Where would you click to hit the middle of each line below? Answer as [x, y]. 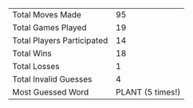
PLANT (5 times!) [148, 92]
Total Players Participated [60, 40]
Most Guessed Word [51, 92]
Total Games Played [49, 27]
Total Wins [32, 53]
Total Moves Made [47, 15]
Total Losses [36, 66]
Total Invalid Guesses [52, 79]
